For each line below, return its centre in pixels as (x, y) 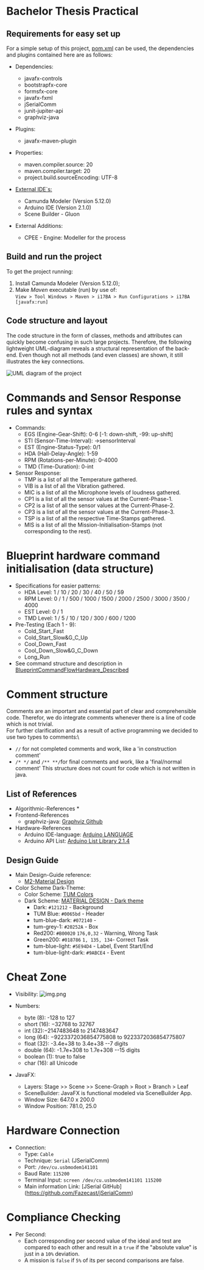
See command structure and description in (69, 663)
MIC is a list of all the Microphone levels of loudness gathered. (102, 492)
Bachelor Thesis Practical (72, 11)
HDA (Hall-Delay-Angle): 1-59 (61, 453)
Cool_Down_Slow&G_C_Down (61, 650)
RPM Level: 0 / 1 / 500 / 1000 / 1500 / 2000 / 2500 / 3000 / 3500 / (107, 598)
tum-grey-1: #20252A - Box (66, 927)
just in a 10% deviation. (52, 1254)
